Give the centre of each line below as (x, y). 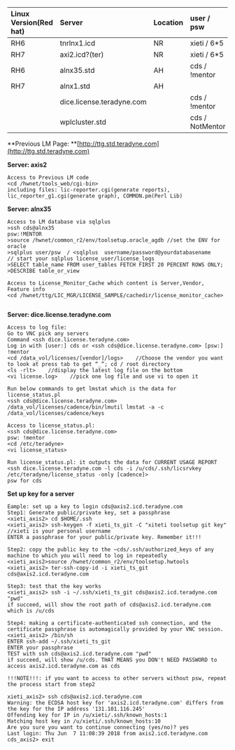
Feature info (26, 289)
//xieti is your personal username (59, 531)
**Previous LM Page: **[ (43, 144)
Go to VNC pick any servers (48, 334)
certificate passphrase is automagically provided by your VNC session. (115, 629)
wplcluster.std (83, 122)
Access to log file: (37, 327)
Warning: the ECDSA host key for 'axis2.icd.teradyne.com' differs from (115, 703)
